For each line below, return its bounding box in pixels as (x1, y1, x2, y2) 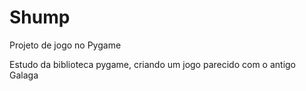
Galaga (9, 69, 39, 81)
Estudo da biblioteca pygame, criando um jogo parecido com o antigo (9, 58, 297, 70)
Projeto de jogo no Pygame (9, 39, 122, 51)
